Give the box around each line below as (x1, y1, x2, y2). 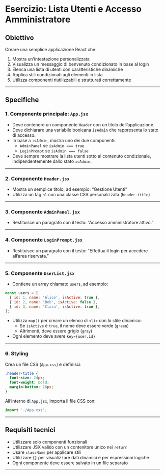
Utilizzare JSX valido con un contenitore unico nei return (12, 444, 128, 450)
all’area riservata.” (12, 253, 49, 259)
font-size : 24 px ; (9, 375, 45, 381)
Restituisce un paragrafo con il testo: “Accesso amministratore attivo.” (12, 220, 154, 226)
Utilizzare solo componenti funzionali (12, 439, 87, 445)
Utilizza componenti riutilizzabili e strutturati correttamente (12, 77, 131, 83)
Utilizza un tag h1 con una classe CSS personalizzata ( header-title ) (12, 191, 150, 197)
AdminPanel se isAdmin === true (19, 143, 84, 148)
